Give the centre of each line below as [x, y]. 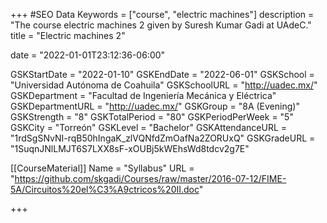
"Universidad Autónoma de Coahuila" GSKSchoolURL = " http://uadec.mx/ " [164, 85]
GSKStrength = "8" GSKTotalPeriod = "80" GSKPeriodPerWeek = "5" [152, 117]
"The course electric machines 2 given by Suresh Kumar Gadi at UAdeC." [161, 25]
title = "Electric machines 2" [68, 35]
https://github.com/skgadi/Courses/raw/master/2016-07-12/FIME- [150, 178]
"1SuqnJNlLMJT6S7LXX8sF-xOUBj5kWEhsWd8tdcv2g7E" [130, 148]
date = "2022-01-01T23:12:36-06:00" [88, 55]
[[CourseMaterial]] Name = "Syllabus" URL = [102, 168]
